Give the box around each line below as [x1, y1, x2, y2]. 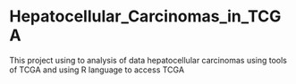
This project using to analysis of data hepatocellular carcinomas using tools [9, 55, 288, 65]
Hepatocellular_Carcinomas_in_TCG [9, 6, 282, 27]
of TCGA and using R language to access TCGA [9, 64, 185, 75]
